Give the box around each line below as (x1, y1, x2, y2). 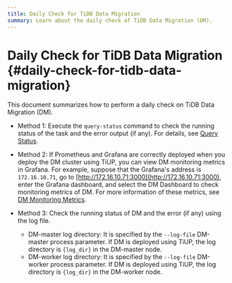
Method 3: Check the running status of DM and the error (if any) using (17, 209, 222, 217)
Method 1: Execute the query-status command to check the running (17, 121, 215, 131)
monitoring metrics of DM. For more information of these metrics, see (17, 188, 220, 196)
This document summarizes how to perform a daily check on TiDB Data (7, 100, 215, 109)
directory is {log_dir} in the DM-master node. (28, 245, 162, 254)
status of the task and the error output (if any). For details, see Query (17, 129, 219, 138)
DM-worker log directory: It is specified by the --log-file (28, 253, 196, 261)
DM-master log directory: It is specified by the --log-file (28, 230, 196, 239)
